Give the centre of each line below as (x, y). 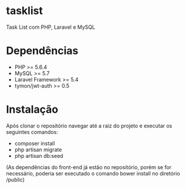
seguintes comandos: (32, 132)
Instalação (32, 109)
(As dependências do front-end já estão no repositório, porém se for (89, 167)
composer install (35, 143)
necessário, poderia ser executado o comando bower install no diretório (93, 173)
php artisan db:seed (39, 156)
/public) (16, 180)
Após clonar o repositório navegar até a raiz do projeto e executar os (89, 126)
